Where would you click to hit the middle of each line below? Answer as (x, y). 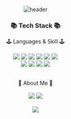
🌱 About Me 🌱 (35, 83)
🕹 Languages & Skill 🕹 (35, 41)
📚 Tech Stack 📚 (35, 26)
